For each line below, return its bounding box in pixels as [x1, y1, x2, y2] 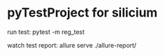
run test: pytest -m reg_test [7, 28, 85, 36]
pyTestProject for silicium [7, 5, 158, 21]
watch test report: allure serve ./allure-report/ [7, 41, 137, 49]
